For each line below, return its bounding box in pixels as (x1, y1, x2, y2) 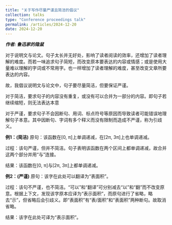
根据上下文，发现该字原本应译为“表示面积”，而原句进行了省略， (14, 191, 148, 197)
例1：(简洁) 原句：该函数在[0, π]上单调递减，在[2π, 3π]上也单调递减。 (5, 134, 152, 140)
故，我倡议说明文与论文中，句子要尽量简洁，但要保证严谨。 (5, 83, 131, 89)
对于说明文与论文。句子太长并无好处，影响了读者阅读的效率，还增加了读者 (5, 52, 162, 58)
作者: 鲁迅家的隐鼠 (5, 42, 44, 48)
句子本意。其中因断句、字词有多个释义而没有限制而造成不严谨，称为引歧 (9, 117, 162, 123)
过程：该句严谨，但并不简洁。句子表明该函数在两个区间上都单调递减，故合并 (5, 145, 167, 151)
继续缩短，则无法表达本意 (5, 99, 59, 106)
